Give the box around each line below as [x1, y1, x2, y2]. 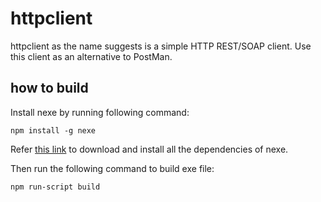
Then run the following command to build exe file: [10, 162, 215, 174]
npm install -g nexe [10, 125, 97, 136]
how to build [10, 80, 89, 97]
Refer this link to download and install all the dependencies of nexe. [10, 143, 289, 155]
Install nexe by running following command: [10, 106, 190, 118]
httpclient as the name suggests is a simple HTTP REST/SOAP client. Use [10, 40, 312, 52]
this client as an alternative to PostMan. [10, 50, 173, 62]
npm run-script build [10, 182, 101, 192]
